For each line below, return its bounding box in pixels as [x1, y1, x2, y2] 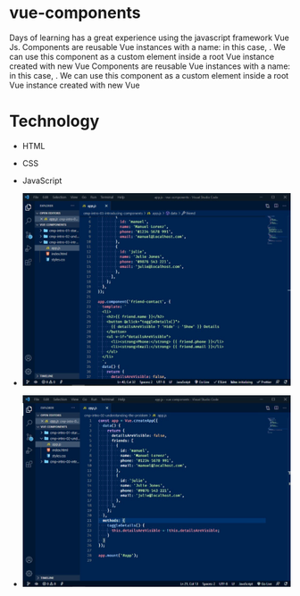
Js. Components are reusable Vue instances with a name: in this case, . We [9, 41, 286, 52]
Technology [9, 111, 100, 131]
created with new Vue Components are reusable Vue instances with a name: [9, 61, 291, 71]
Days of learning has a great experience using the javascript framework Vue [9, 32, 290, 43]
